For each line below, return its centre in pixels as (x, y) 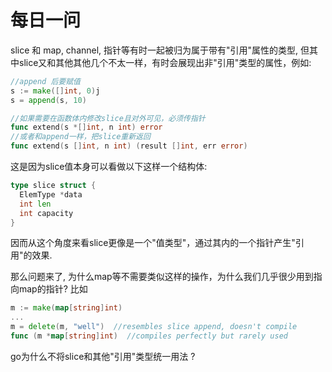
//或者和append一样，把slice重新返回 (80, 137)
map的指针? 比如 (53, 289)
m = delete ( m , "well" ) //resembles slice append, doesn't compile (154, 327)
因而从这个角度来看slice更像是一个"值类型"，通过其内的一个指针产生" (153, 243)
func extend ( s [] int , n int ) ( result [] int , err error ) (129, 146)
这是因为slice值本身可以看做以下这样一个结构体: (109, 167)
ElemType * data (51, 194)
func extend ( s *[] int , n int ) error (86, 127)
